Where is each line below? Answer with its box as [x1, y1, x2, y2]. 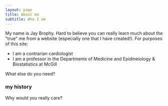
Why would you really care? [5, 94, 63, 100]
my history [5, 83, 32, 90]
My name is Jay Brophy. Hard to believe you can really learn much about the [5, 30, 163, 36]
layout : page [5, 7, 33, 12]
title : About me [5, 12, 39, 17]
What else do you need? [5, 71, 55, 77]
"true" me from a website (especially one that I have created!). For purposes [5, 35, 162, 41]
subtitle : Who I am [5, 16, 46, 21]
